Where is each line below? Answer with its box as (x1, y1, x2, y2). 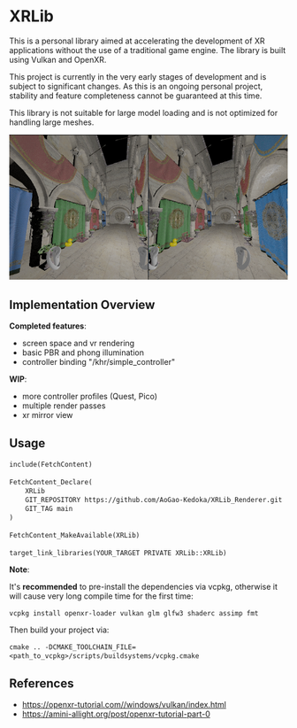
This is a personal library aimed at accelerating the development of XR (9, 35, 265, 46)
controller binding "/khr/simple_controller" (21, 357, 175, 368)
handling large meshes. (9, 117, 95, 128)
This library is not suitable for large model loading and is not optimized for (9, 107, 278, 118)
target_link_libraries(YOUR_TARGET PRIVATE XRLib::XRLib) (9, 549, 227, 558)
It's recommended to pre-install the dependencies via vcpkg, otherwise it (9, 582, 278, 592)
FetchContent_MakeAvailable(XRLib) (9, 531, 141, 540)
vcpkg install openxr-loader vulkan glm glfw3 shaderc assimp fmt (9, 609, 259, 618)
